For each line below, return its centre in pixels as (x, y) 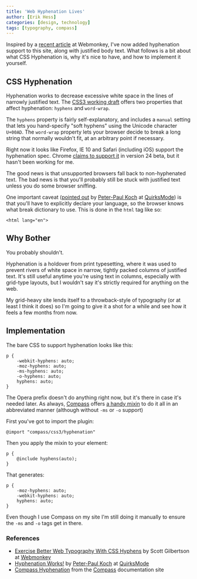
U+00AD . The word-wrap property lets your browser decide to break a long (93, 132)
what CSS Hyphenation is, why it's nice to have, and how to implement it (94, 57)
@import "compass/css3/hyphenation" (51, 432)
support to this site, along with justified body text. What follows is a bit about (98, 51)
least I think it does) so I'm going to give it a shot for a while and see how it (96, 306)
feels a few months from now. (42, 312)
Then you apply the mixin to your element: (57, 442)
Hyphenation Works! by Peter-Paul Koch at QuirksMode (82, 563)
